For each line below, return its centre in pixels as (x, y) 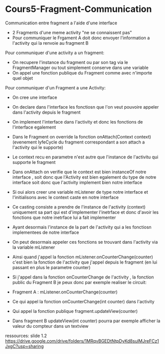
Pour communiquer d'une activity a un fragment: (55, 53)
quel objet (23, 78)
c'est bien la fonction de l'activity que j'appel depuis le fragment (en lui (85, 262)
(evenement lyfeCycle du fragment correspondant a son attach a (79, 142)
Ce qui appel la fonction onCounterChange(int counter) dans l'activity (83, 301)
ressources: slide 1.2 (26, 336)
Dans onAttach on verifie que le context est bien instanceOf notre (79, 172)
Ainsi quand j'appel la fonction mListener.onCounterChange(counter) (83, 257)
